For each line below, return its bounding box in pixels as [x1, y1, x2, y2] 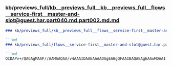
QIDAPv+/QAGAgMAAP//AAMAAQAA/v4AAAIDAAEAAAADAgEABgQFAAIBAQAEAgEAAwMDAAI [5, 56, 166, 61]
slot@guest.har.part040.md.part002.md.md [5, 17, 120, 24]
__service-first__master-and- [5, 10, 80, 17]
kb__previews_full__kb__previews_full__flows [49, 4, 165, 11]
